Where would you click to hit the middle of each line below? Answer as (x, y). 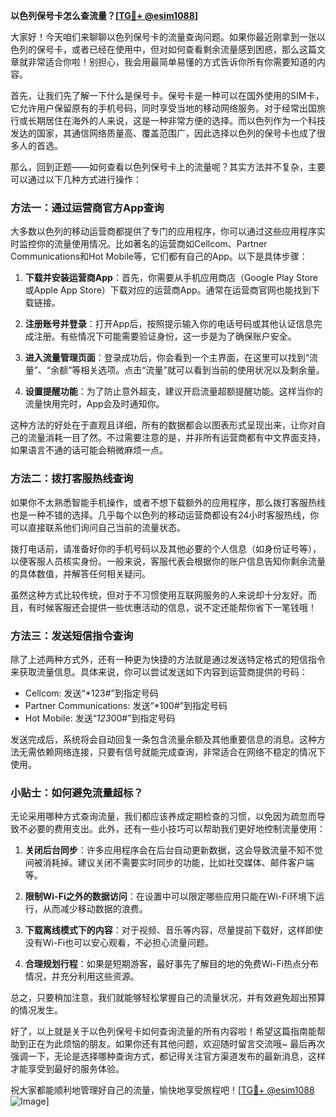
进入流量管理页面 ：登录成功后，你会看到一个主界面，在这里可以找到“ (167, 358)
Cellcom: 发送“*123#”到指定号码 (91, 693)
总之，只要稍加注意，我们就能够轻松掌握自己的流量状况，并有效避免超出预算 (168, 998)
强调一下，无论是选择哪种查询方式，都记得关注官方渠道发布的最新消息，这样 (168, 1056)
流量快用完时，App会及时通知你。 (94, 404)
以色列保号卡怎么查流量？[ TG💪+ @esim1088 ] (104, 15)
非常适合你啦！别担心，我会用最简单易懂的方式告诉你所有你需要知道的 (172, 62)
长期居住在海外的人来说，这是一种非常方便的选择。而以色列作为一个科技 (176, 120)
